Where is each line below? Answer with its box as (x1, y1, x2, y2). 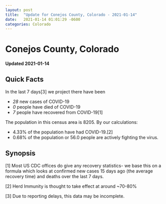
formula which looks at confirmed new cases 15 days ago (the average (5, 168, 153, 174)
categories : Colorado (5, 21, 51, 27)
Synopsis (5, 149, 36, 158)
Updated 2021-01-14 (5, 60, 50, 66)
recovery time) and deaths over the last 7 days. (5, 173, 104, 179)
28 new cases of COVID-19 (12, 98, 70, 105)
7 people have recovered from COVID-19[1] (12, 109, 103, 115)
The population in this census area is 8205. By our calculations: (5, 119, 138, 125)
